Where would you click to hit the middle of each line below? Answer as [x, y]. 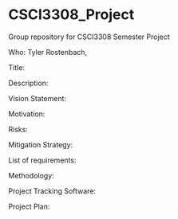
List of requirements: [42, 160]
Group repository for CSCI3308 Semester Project [89, 37]
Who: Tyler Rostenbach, [48, 52]
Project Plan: [29, 206]
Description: [28, 83]
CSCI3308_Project [71, 15]
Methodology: [31, 175]
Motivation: [27, 114]
